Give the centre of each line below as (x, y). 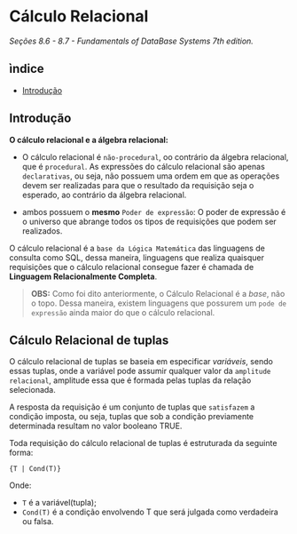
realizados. (42, 231)
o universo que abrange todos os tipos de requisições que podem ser (149, 221)
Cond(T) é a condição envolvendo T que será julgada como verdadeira (150, 512)
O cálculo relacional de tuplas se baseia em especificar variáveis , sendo (141, 362)
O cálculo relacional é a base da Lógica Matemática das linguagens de (137, 248)
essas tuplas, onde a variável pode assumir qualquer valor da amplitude (140, 371)
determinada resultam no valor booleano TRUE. (96, 426)
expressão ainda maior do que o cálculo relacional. (123, 312)
